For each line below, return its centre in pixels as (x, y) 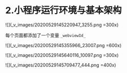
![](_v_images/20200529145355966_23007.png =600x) (63, 45)
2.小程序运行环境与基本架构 (63, 10)
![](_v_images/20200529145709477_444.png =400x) (61, 65)
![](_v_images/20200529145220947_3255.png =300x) (62, 25)
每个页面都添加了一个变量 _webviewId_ (46, 35)
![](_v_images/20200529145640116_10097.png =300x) (62, 55)
